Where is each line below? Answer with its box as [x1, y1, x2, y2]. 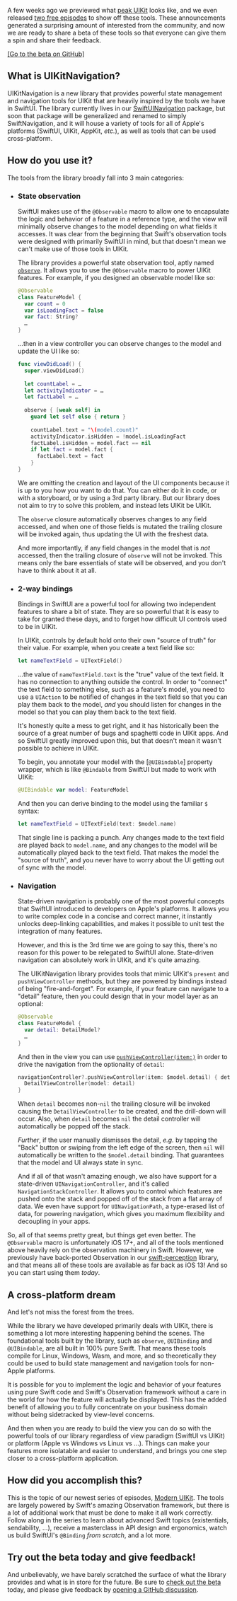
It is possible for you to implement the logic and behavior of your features [7, 1380, 221, 1389]
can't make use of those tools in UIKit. [17, 244, 129, 253]
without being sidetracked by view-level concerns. [7, 1410, 155, 1418]
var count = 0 [24, 300, 66, 307]
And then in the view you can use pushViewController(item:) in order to [17, 1052, 228, 1060]
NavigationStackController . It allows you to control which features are [17, 1187, 223, 1196]
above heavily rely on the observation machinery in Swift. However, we [7, 1246, 214, 1254]
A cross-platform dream [7, 1289, 116, 1301]
